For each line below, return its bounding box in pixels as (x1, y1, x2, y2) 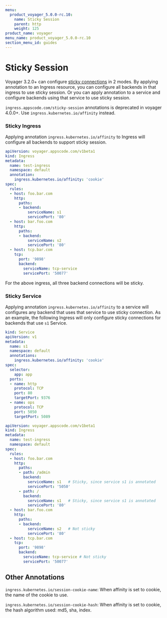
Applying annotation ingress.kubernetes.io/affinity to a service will (5, 303, 149, 310)
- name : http (10, 381, 37, 386)
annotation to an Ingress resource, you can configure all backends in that (5, 84, 156, 90)
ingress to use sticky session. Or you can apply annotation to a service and (5, 89, 160, 95)
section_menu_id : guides (5, 40, 57, 45)
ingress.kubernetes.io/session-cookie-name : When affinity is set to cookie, (5, 586, 161, 592)
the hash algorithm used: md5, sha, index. (5, 607, 92, 613)
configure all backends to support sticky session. (5, 139, 107, 145)
